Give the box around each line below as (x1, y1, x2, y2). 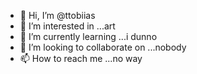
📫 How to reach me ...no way (19, 53, 143, 64)
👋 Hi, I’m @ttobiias (19, 10, 96, 21)
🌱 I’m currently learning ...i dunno (19, 31, 158, 42)
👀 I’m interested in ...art (19, 20, 116, 32)
